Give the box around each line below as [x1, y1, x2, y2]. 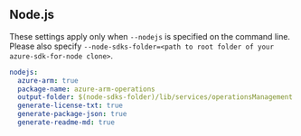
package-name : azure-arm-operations [17, 85, 155, 94]
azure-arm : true [17, 76, 79, 85]
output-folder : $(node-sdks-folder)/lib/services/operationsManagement [17, 93, 294, 102]
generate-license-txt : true [17, 101, 124, 111]
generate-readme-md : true [17, 118, 116, 127]
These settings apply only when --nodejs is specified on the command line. [9, 31, 291, 41]
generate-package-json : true [17, 110, 127, 119]
